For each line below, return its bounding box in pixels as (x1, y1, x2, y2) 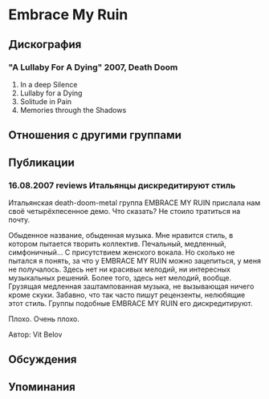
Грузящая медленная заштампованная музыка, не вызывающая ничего (8, 281, 255, 291)
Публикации (8, 155, 75, 169)
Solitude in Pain (19, 96, 72, 106)
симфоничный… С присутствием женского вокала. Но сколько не (8, 247, 235, 257)
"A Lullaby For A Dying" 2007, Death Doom (8, 62, 178, 73)
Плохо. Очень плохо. (8, 314, 80, 324)
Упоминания (8, 380, 76, 393)
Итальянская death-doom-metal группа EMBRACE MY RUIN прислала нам (8, 198, 261, 208)
